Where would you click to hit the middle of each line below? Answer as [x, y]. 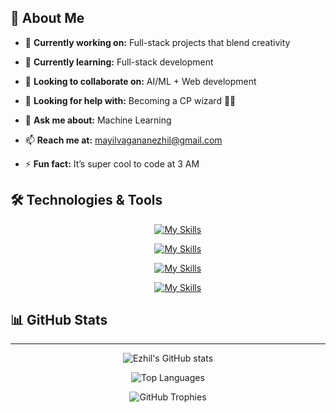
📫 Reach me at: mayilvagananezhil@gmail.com [123, 140]
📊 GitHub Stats [59, 320]
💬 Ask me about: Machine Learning [98, 120]
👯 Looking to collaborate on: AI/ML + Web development [140, 81]
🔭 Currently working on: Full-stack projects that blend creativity [157, 42]
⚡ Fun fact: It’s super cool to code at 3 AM [112, 163]
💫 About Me [47, 18]
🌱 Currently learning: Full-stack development [119, 62]
